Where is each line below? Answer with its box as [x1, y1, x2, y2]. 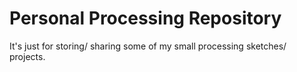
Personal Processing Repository [9, 7, 282, 30]
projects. [9, 50, 46, 62]
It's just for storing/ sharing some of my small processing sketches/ [9, 40, 287, 52]
